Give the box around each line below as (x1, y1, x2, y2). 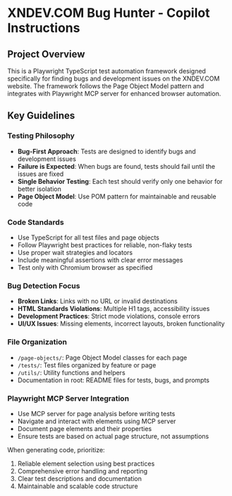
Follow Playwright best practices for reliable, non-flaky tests (17, 240, 193, 249)
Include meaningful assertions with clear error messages (17, 256, 183, 264)
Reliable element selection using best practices (17, 459, 155, 468)
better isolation (17, 184, 61, 193)
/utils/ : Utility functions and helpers (17, 368, 126, 377)
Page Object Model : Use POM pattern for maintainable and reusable (17, 192, 216, 201)
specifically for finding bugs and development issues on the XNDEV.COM (7, 74, 220, 83)
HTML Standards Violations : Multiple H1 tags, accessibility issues (17, 305, 210, 313)
